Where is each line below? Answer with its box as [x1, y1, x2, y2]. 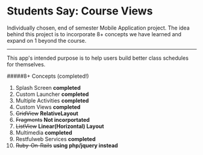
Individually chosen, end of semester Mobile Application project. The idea [7, 24, 190, 31]
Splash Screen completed [15, 84, 81, 91]
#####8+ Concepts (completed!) [7, 72, 89, 80]
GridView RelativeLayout [15, 110, 79, 117]
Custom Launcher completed [15, 90, 89, 98]
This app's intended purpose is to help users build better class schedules [7, 54, 189, 62]
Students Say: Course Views [7, 4, 153, 18]
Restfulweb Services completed [15, 135, 96, 142]
